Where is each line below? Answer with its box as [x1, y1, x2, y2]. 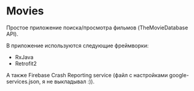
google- [169, 71, 189, 78]
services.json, [6, 78, 41, 85]
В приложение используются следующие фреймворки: [6, 42, 149, 49]
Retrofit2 [14, 60, 37, 67]
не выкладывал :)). [46, 78, 95, 85]
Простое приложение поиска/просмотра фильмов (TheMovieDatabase [6, 24, 189, 31]
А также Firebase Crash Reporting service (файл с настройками [6, 71, 168, 78]
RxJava [14, 53, 34, 60]
